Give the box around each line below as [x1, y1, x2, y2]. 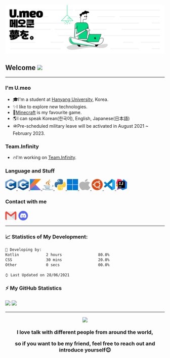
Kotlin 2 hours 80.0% [5, 252, 110, 257]
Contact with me [5, 198, 47, 205]
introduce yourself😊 [59, 346, 111, 353]
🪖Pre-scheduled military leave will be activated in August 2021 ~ [12, 123, 149, 129]
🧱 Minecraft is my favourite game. [12, 109, 82, 115]
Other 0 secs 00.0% [5, 262, 110, 267]
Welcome [5, 63, 36, 72]
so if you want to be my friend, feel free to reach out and [15, 340, 155, 347]
